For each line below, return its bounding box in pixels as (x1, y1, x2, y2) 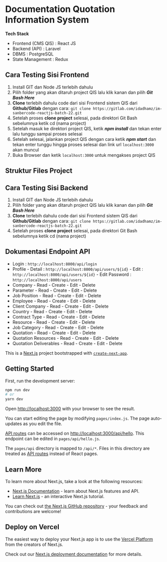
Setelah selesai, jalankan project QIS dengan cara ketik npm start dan (12, 136, 156, 142)
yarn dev (5, 397, 23, 402)
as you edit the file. (23, 421, 62, 427)
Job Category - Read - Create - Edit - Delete (12, 324, 104, 330)
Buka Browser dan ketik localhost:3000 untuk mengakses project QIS (12, 152, 156, 158)
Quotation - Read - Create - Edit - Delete (12, 330, 96, 336)
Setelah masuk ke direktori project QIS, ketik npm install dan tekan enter (12, 125, 162, 131)
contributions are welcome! (5, 509, 61, 515)
